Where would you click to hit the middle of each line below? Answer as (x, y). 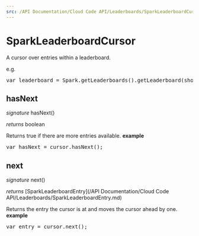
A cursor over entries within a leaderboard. (59, 58)
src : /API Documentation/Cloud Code (51, 12)
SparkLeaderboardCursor (71, 41)
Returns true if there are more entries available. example (75, 136)
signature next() (26, 180)
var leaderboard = (33, 80)
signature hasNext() (31, 113)
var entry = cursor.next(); (47, 227)
